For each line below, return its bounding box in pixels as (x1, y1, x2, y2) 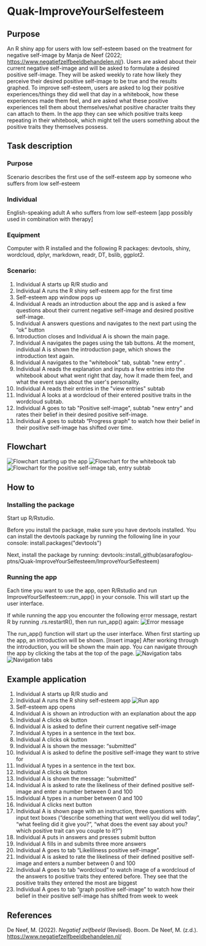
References (7, 910, 52, 920)
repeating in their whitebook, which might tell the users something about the (7, 116, 200, 124)
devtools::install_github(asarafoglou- (101, 551, 194, 559)
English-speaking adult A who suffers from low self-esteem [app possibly (7, 208, 193, 216)
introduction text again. (15, 352, 75, 359)
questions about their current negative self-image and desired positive (15, 307, 194, 314)
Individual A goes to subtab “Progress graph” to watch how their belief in (15, 417, 200, 424)
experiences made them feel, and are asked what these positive (7, 97, 169, 104)
